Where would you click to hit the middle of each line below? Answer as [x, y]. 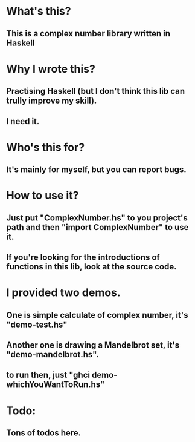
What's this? [39, 11]
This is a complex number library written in [88, 34]
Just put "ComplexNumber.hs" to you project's [97, 218]
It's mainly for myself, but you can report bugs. [97, 170]
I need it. [23, 121]
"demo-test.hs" [37, 324]
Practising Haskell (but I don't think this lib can [96, 91]
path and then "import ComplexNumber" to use [97, 227]
